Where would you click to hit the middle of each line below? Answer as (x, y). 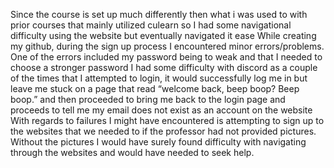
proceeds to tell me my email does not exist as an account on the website (161, 110)
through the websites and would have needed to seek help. (132, 152)
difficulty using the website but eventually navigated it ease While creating (163, 35)
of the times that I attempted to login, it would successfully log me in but (159, 78)
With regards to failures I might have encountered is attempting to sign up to (167, 120)
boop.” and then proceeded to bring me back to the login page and (148, 99)
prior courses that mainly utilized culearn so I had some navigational (151, 25)
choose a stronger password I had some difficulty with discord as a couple (164, 67)
